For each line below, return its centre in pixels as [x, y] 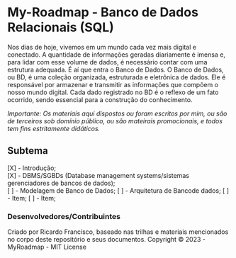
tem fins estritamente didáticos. [54, 128]
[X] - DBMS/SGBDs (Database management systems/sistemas [99, 175]
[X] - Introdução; [32, 168]
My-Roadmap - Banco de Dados [103, 12]
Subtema [28, 151]
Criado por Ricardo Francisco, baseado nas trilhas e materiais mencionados [118, 232]
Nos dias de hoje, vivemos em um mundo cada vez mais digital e [102, 47]
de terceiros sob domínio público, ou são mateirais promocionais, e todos [115, 120]
